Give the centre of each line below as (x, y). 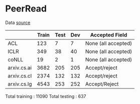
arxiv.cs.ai (20, 67)
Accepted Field (109, 34)
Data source (18, 22)
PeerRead (26, 9)
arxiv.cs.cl (20, 75)
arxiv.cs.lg (20, 84)
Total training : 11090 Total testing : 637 (46, 96)
